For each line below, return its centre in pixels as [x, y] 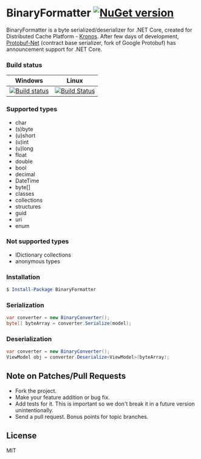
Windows [29, 81]
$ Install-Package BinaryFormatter [51, 290]
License [22, 436]
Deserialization [29, 339]
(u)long [24, 148]
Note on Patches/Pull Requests [66, 376]
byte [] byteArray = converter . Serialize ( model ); [69, 323]
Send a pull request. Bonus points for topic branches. [82, 416]
